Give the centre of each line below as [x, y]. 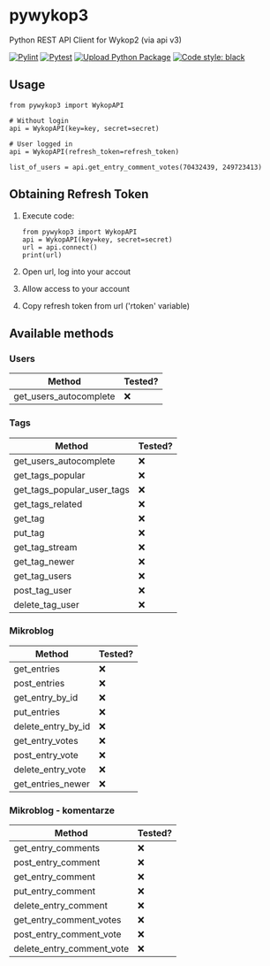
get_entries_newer [52, 784]
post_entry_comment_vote [67, 934]
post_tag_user [43, 590]
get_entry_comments [57, 848]
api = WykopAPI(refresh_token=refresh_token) [94, 151]
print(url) [42, 255]
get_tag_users [43, 576]
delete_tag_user [46, 604]
